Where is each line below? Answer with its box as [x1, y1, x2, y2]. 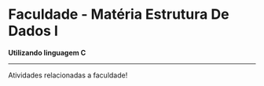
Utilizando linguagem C [8, 48, 86, 57]
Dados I [8, 22, 59, 40]
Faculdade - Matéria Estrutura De [8, 5, 229, 23]
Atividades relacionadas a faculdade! [8, 70, 128, 80]
